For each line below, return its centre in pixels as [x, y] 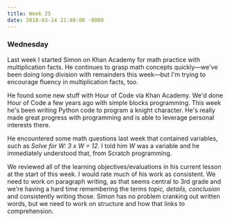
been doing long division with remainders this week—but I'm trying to [107, 74]
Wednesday [28, 45]
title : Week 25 [29, 14]
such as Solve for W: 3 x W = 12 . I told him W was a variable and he [104, 145]
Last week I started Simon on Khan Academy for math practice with [104, 59]
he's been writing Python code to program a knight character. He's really [111, 110]
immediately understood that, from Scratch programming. [90, 153]
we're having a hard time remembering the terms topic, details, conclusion [114, 189]
